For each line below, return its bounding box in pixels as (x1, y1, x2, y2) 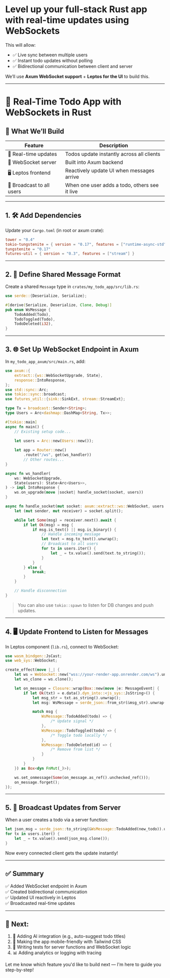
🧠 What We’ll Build (5, 127, 64, 136)
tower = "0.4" (5, 237, 35, 242)
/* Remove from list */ (50, 747, 101, 752)
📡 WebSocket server (8, 158, 57, 166)
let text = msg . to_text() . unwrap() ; (41, 537, 119, 542)
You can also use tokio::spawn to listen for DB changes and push (17, 602, 154, 608)
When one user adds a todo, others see (65, 181, 159, 188)
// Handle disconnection (14, 588, 67, 593)
